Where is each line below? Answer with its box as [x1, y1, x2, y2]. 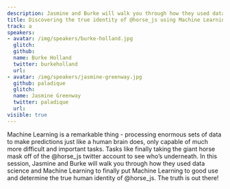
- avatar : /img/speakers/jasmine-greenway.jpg [7, 73, 142, 81]
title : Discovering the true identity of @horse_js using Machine [7, 16, 201, 23]
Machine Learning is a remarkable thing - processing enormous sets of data [7, 130, 222, 139]
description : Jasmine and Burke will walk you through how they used [7, 10, 210, 17]
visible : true [7, 111, 48, 118]
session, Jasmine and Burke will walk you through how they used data [7, 159, 205, 167]
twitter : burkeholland [13, 61, 78, 68]
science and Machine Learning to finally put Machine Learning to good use [7, 166, 219, 175]
